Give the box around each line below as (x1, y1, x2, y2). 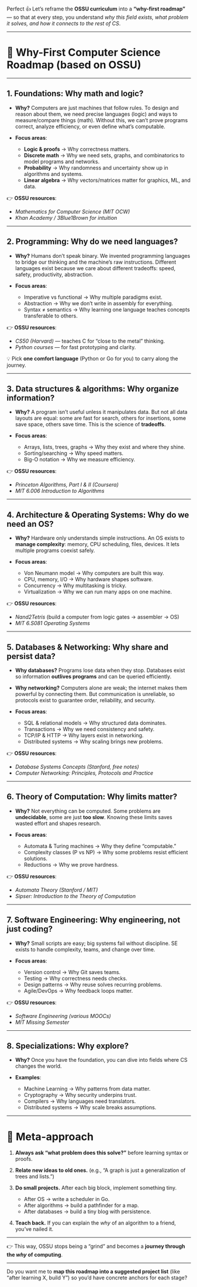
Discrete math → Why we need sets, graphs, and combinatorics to (23, 151, 185, 158)
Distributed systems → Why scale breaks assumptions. (23, 1104, 157, 1111)
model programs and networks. (23, 158, 100, 165)
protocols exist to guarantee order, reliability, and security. (15, 697, 155, 703)
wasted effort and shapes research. (15, 820, 101, 827)
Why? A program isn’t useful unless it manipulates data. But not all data (15, 409, 188, 416)
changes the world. (15, 1062, 62, 1069)
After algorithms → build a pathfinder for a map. (23, 1202, 139, 1209)
